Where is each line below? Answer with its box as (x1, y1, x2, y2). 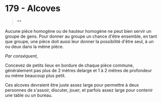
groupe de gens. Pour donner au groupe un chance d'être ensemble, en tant (5, 33, 157, 39)
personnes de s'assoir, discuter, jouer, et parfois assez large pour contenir (5, 87, 153, 93)
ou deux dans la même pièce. (5, 44, 64, 49)
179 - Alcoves (5, 3, 60, 14)
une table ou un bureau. (5, 92, 53, 98)
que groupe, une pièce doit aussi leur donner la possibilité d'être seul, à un (5, 38, 154, 44)
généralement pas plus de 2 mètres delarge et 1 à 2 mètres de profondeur (5, 67, 152, 73)
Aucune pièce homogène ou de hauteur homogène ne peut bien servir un (5, 28, 151, 34)
